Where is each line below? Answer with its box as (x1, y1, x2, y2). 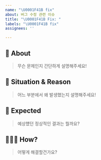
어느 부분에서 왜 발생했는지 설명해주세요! (17, 91, 96, 98)
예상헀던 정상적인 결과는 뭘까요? (17, 120, 80, 126)
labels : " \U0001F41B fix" (5, 21, 59, 27)
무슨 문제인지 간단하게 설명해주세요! (17, 63, 87, 69)
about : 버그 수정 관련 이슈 (5, 12, 55, 17)
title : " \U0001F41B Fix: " (5, 17, 61, 22)
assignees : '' (5, 26, 35, 31)
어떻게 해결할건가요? (17, 149, 57, 155)
